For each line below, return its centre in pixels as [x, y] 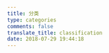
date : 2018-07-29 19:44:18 [46, 39]
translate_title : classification [55, 33]
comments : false [30, 26]
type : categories [32, 20]
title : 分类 [23, 13]
